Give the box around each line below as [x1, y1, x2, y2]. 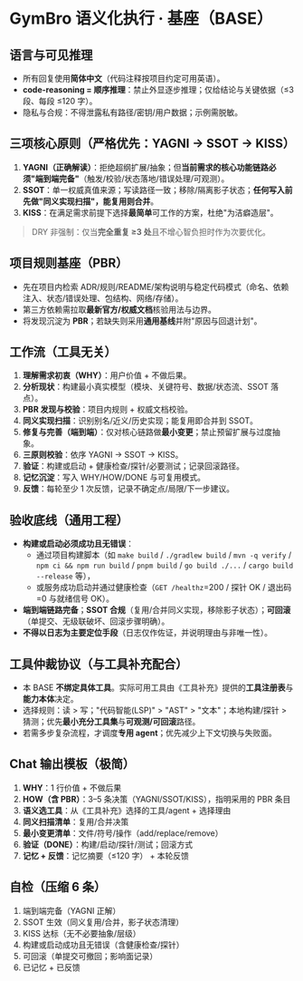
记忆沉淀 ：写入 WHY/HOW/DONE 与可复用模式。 [22, 472, 206, 483]
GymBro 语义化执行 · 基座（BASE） [9, 8, 273, 29]
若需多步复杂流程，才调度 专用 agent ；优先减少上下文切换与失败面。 [22, 727, 278, 739]
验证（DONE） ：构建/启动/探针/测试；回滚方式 [22, 839, 194, 850]
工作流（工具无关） [9, 345, 117, 360]
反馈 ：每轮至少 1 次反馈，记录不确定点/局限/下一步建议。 [22, 483, 235, 494]
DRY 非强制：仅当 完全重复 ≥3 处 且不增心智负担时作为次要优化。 [31, 226, 271, 237]
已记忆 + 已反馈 [22, 962, 80, 973]
